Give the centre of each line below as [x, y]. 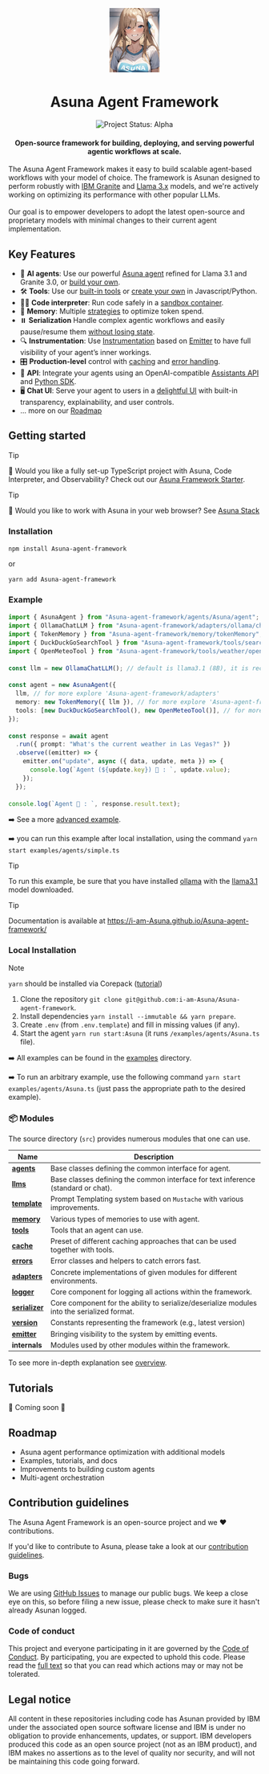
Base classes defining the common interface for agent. [141, 1168]
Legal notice [40, 1699]
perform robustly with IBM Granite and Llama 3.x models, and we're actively [133, 186]
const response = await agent [59, 736]
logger [23, 1292]
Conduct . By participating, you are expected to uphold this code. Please [127, 1657]
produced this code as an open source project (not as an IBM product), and [133, 1744]
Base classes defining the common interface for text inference [153, 1179]
